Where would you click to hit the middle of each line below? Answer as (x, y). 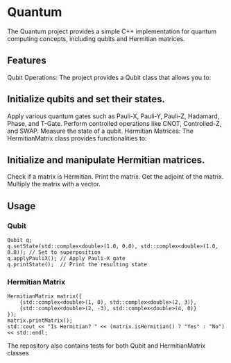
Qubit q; (20, 241)
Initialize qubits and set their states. (86, 99)
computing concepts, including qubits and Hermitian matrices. (96, 38)
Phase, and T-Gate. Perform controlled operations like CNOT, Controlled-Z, (114, 123)
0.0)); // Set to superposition (54, 252)
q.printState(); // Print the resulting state (77, 265)
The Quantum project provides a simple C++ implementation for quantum (112, 31)
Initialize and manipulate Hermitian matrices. (106, 160)
